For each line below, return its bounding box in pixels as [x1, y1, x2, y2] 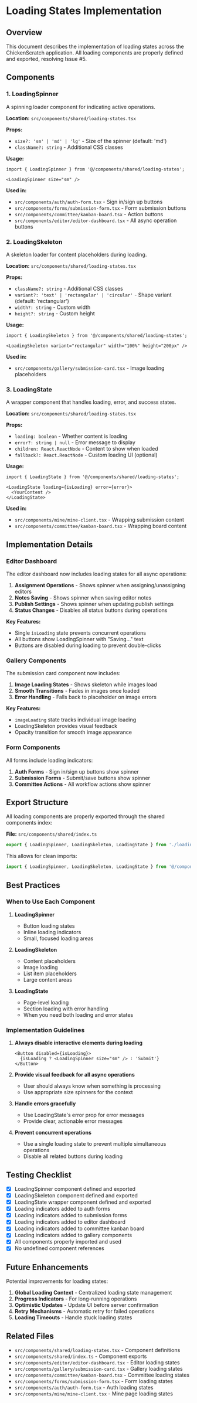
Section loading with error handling [23, 1005, 108, 1012]
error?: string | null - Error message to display [14, 439, 136, 446]
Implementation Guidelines [6, 1026, 85, 1034]
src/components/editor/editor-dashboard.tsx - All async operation [14, 217, 177, 224]
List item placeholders [23, 970, 77, 977]
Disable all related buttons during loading [23, 1153, 123, 1160]
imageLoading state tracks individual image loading [14, 716, 137, 723]
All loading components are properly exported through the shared [6, 813, 165, 820]
